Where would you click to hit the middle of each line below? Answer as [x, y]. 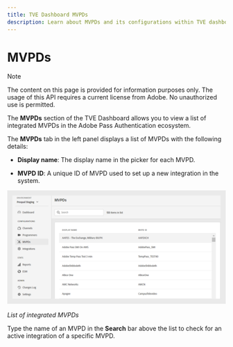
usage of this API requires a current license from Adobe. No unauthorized [112, 97]
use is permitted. [31, 105]
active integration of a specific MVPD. [61, 336]
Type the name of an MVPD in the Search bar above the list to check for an [114, 329]
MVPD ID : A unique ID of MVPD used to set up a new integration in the [118, 173]
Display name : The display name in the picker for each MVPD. [106, 160]
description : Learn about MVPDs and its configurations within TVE [107, 22]
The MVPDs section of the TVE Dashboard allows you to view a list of [107, 118]
